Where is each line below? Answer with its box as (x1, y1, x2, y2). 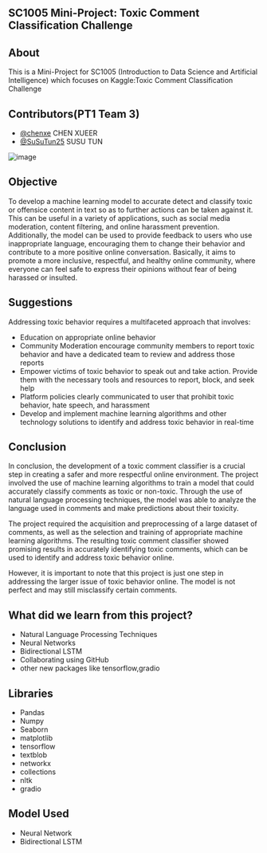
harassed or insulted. (8, 273, 78, 282)
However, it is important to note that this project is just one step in (8, 568, 224, 578)
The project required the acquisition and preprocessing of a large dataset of (8, 519, 257, 529)
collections (19, 767, 57, 776)
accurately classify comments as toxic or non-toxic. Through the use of (8, 486, 243, 497)
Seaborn (19, 725, 49, 734)
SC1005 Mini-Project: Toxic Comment (8, 6, 200, 20)
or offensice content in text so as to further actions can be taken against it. (8, 205, 253, 214)
